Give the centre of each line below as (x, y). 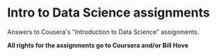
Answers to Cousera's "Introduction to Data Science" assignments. (103, 32)
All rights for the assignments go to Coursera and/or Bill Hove (98, 45)
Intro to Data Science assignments (108, 13)
